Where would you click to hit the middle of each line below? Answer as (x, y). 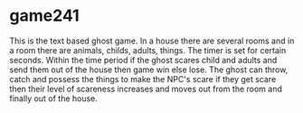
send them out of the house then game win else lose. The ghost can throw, (149, 70)
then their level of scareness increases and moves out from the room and (146, 89)
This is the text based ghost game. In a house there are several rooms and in (152, 41)
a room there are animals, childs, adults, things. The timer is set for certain (148, 50)
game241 (44, 16)
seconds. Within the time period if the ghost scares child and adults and (143, 60)
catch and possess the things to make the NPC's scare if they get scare (143, 79)
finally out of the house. (53, 98)
